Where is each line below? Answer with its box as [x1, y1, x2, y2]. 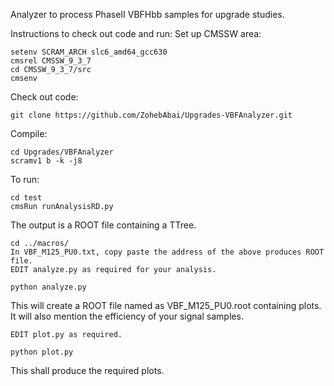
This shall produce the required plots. [10, 365, 165, 376]
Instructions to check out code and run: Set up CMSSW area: [10, 28, 262, 39]
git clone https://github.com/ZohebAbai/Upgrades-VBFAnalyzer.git [10, 110, 293, 120]
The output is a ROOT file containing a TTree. [10, 219, 197, 231]
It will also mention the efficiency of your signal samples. [10, 310, 244, 322]
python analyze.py [10, 282, 87, 292]
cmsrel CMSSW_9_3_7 [10, 56, 92, 66]
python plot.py [10, 347, 74, 357]
